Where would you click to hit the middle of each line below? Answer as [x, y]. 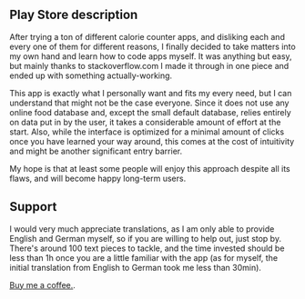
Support [33, 207]
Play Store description [74, 15]
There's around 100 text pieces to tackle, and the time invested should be [147, 248]
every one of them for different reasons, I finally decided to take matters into [152, 46]
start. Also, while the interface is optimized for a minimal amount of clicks [147, 132]
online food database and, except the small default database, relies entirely [150, 112]
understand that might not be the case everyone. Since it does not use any [149, 103]
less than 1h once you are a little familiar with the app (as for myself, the [144, 257]
